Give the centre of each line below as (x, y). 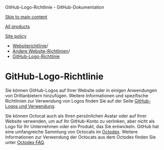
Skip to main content (26, 17)
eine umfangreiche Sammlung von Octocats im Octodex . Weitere (72, 132)
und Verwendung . (37, 106)
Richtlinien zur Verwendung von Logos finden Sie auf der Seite (69, 101)
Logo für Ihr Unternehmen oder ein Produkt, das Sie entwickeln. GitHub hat (82, 126)
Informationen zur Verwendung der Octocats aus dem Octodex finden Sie (81, 137)
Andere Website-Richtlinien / (41, 51)
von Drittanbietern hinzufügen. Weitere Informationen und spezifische (77, 95)
